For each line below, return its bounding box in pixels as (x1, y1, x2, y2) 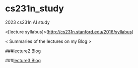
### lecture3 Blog (5, 57, 41, 63)
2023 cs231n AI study (5, 19, 50, 25)
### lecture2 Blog (5, 48, 41, 54)
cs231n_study (5, 3, 64, 14)
